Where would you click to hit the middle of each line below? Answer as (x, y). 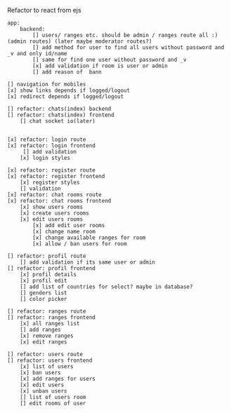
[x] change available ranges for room (89, 238)
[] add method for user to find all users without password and (128, 48)
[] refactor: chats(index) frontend (61, 115)
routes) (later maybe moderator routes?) (91, 41)
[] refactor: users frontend (50, 360)
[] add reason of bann (67, 72)
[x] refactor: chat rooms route (54, 195)
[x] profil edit (44, 280)
